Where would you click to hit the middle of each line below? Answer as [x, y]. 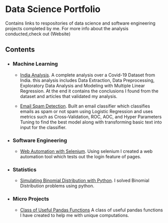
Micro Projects [31, 199]
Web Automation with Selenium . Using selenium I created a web [86, 151]
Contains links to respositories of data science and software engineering [80, 23]
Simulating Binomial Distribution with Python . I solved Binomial [85, 181]
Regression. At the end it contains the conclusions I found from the [89, 91]
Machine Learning [35, 64]
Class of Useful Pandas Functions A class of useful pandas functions [92, 210]
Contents [20, 49]
